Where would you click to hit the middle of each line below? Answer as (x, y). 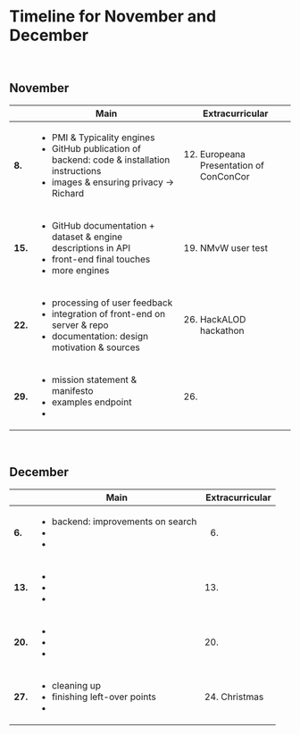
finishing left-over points (104, 697)
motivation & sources (96, 347)
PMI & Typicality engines (104, 138)
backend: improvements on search (125, 522)
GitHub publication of (96, 148)
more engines (81, 270)
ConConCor (225, 176)
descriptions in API (92, 247)
